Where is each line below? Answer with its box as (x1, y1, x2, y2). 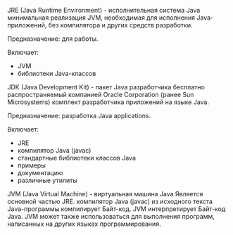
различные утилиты (17, 176, 77, 184)
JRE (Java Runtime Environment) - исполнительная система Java (7, 6, 201, 14)
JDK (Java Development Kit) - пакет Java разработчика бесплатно (7, 83, 206, 91)
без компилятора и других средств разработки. (48, 21, 193, 29)
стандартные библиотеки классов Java (17, 154, 136, 162)
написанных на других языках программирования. (7, 220, 161, 228)
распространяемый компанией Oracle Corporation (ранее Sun (7, 91, 194, 99)
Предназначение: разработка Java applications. (7, 112, 151, 120)
